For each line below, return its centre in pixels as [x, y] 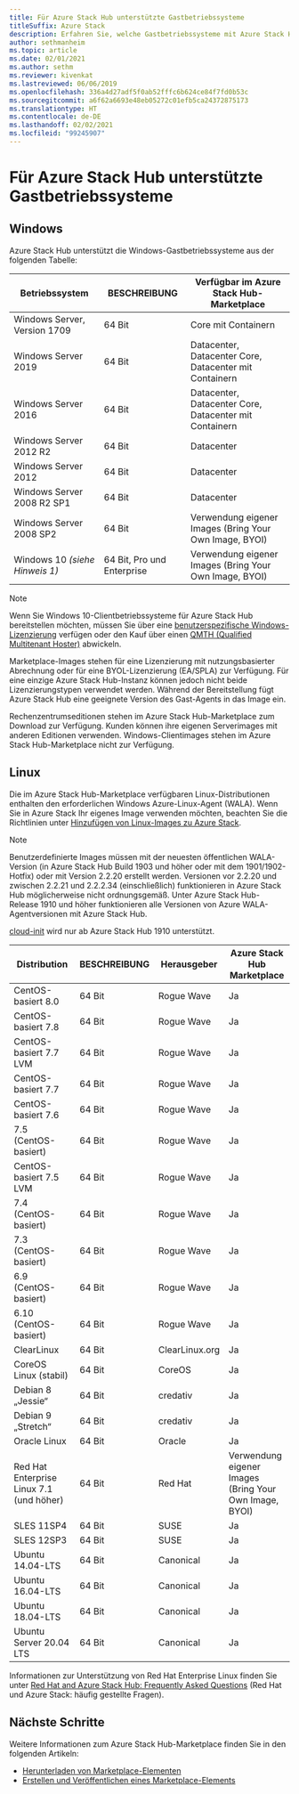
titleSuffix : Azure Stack [57, 26]
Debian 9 [32, 1415]
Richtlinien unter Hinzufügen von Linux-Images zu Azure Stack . [125, 822]
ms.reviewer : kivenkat [51, 76]
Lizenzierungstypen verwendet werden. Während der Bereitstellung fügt [141, 689]
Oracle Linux [40, 1441]
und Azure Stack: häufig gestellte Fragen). [87, 1694]
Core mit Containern [233, 324]
